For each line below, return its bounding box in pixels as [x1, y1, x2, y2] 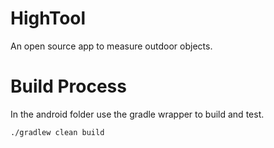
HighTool [10, 7, 87, 30]
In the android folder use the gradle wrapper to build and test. [10, 108, 265, 120]
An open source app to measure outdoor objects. [10, 40, 213, 52]
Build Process [10, 75, 127, 98]
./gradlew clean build [10, 127, 105, 137]
